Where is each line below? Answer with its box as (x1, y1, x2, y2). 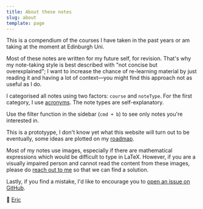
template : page (6, 20, 45, 26)
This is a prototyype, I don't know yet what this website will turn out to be (6, 128, 190, 136)
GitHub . (6, 184, 26, 191)
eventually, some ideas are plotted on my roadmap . (6, 135, 135, 142)
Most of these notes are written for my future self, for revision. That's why (6, 55, 191, 62)
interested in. (6, 117, 40, 124)
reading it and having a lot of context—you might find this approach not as (6, 74, 193, 82)
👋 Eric (6, 196, 21, 204)
